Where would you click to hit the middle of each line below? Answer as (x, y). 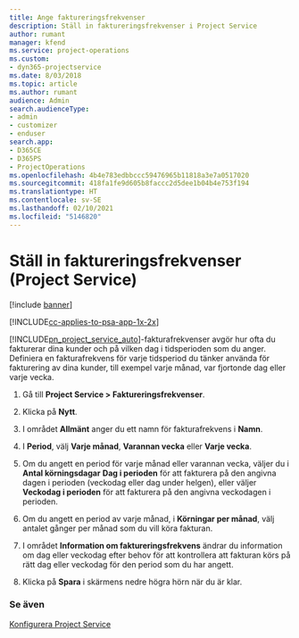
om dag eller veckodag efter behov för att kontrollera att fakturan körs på (156, 555)
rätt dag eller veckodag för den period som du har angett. (128, 564)
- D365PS (25, 158)
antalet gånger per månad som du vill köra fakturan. (117, 528)
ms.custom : (29, 59)
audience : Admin (39, 100)
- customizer (33, 126)
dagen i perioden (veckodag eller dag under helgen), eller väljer (139, 482)
